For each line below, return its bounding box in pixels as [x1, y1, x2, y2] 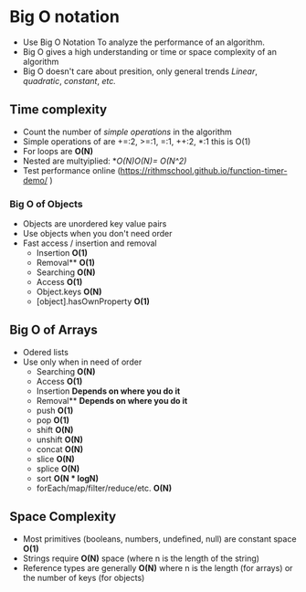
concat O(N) [36, 443, 84, 454]
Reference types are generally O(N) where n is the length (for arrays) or [22, 562, 293, 573]
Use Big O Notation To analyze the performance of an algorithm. [22, 37, 265, 48]
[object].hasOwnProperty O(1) [36, 296, 151, 307]
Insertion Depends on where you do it [36, 386, 181, 396]
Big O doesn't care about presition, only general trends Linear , [22, 66, 259, 77]
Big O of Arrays [9, 322, 99, 338]
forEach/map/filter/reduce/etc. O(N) [36, 482, 173, 493]
